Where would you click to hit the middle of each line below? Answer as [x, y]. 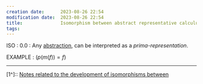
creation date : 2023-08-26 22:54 [55, 12]
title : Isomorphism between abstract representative [92, 23]
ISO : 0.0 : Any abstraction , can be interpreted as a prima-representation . [97, 46]
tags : [13, 28]
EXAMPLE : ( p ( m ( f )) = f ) [36, 57]
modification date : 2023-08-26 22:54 [55, 17]
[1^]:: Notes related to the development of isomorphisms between [88, 74]
